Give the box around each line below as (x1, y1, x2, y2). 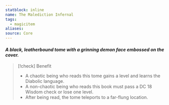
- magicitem (10, 21, 36, 27)
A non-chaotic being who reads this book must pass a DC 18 (25, 84, 152, 90)
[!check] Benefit (17, 63, 52, 69)
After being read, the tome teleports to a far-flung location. (25, 94, 148, 100)
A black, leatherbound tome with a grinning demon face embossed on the (5, 46, 164, 52)
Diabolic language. (25, 78, 64, 84)
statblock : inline (5, 7, 44, 13)
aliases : (5, 26, 24, 31)
